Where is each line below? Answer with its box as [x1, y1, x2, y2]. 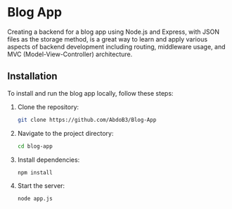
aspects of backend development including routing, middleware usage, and [7, 42, 226, 51]
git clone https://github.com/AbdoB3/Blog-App [17, 116, 157, 123]
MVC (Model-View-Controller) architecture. [7, 50, 133, 58]
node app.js [17, 195, 53, 203]
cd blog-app [17, 142, 53, 150]
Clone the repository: [17, 103, 79, 111]
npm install [17, 169, 53, 176]
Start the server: [17, 182, 65, 190]
